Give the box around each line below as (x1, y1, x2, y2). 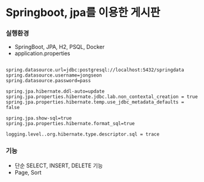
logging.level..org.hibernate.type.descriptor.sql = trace (6, 131, 160, 138)
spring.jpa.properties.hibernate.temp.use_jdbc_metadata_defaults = (6, 99, 184, 105)
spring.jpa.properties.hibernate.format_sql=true (6, 121, 135, 127)
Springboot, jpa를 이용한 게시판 (6, 6, 161, 20)
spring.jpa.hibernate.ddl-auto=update (6, 88, 105, 95)
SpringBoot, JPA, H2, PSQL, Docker (14, 44, 105, 51)
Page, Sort (14, 169, 42, 176)
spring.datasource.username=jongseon (6, 72, 102, 78)
